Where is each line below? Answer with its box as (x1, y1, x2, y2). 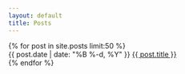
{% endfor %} (8, 57, 54, 68)
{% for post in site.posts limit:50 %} (8, 41, 126, 50)
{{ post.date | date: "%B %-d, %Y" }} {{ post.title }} (8, 49, 177, 59)
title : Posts (8, 19, 52, 27)
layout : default (8, 11, 62, 20)
